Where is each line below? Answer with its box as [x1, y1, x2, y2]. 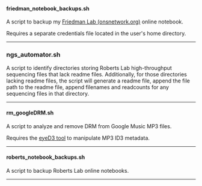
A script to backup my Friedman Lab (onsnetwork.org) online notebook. [6, 18, 183, 25]
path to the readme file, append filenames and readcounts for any [6, 83, 170, 90]
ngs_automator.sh [6, 51, 61, 59]
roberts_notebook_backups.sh [6, 153, 85, 161]
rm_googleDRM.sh [6, 109, 54, 117]
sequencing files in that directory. [6, 90, 90, 97]
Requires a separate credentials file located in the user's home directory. [6, 30, 186, 37]
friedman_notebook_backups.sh [6, 5, 90, 12]
